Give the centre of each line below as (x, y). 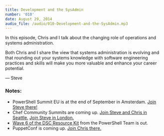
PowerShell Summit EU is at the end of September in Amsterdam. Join (84, 102)
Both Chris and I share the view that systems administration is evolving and (82, 53)
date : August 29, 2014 (29, 19)
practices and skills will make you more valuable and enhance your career (81, 63)
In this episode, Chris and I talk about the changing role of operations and (81, 38)
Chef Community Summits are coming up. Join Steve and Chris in (80, 112)
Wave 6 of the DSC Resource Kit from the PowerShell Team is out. (80, 123)
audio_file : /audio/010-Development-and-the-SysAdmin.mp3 (67, 24)
